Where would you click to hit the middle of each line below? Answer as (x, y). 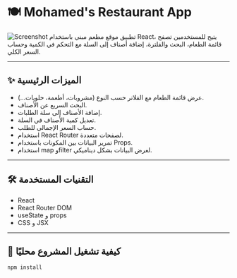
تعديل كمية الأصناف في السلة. (57, 120)
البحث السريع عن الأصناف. (52, 104)
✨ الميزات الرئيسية (44, 80)
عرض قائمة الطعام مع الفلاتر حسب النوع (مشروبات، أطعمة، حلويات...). (111, 97)
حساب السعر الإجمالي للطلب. (57, 127)
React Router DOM (45, 207)
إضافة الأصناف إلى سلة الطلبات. (60, 112)
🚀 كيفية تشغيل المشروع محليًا (64, 251)
